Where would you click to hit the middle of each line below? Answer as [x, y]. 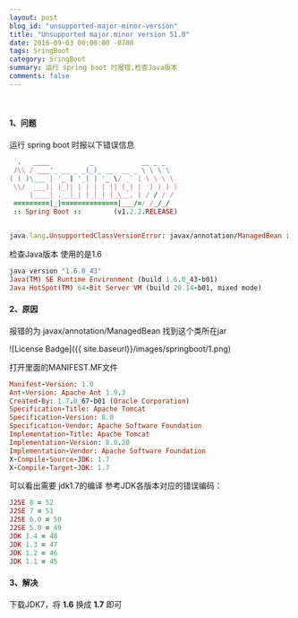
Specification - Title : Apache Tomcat [77, 409]
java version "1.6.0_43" [55, 271]
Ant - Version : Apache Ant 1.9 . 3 [68, 392]
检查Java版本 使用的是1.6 [56, 254]
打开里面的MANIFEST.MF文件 [64, 367]
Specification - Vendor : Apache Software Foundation [106, 426]
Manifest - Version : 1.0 [51, 384]
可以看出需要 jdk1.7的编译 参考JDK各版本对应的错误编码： [116, 486]
